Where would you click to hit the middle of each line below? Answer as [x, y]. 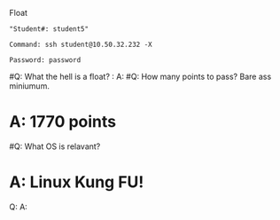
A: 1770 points [63, 122]
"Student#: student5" [49, 29]
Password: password [45, 60]
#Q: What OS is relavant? [55, 146]
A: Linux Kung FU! [77, 182]
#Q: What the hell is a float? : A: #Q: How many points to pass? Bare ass [140, 76]
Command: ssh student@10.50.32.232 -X [81, 44]
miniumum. [30, 86]
